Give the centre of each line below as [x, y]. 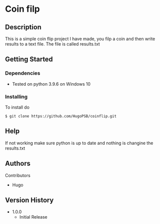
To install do [17, 107]
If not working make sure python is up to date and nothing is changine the [79, 143]
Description [23, 27]
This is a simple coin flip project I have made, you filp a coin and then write [80, 39]
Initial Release [33, 217]
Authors [18, 164]
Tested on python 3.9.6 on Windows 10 [51, 84]
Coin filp [22, 9]
